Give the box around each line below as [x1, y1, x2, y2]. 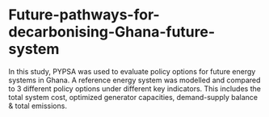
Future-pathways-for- [8, 6, 160, 24]
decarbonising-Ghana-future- [8, 23, 216, 41]
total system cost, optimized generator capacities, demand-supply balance [8, 92, 258, 102]
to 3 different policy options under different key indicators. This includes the [8, 83, 261, 94]
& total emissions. [8, 101, 67, 111]
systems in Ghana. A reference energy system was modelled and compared [8, 75, 261, 85]
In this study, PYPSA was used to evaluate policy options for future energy [8, 66, 256, 76]
